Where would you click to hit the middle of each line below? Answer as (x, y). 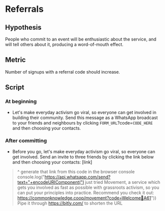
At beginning (21, 101)
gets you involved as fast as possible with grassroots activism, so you (88, 187)
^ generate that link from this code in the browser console (76, 171)
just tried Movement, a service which (123, 182)
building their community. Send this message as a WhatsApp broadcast (85, 118)
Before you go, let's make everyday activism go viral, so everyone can (84, 151)
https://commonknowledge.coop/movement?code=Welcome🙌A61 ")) (87, 198)
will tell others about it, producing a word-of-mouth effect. (64, 44)
